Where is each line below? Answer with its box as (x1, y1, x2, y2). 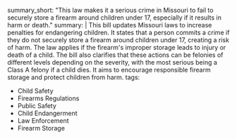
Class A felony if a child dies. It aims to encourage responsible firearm (7, 66, 211, 74)
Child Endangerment (17, 109, 78, 117)
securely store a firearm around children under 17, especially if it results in (7, 13, 222, 22)
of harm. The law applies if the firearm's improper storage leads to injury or (7, 44, 226, 51)
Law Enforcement (17, 117, 69, 125)
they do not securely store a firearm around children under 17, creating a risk (7, 36, 229, 44)
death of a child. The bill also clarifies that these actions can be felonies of (7, 51, 224, 59)
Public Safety (17, 102, 56, 110)
